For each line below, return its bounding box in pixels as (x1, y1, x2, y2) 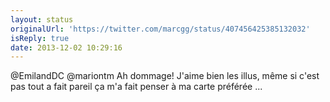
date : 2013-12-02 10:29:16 (10, 42, 123, 53)
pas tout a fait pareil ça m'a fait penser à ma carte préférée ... (10, 81, 263, 93)
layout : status (10, 14, 74, 25)
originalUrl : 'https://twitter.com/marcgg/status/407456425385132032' (10, 24, 311, 34)
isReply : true (10, 33, 70, 43)
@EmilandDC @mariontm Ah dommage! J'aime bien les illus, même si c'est (10, 70, 320, 82)
